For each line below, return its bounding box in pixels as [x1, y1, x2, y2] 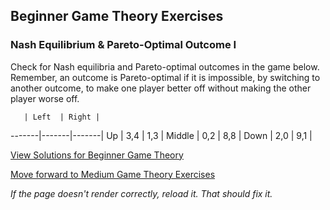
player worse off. [10, 92, 80, 104]
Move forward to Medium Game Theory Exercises [10, 168, 216, 180]
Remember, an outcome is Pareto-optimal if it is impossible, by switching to [10, 71, 321, 83]
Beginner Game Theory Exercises [10, 8, 224, 25]
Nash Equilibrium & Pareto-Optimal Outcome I [10, 38, 237, 52]
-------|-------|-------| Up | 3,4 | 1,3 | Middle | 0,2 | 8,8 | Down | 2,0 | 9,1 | [10, 129, 313, 141]
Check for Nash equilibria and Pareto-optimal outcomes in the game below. [10, 60, 320, 73]
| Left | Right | [23, 112, 101, 122]
